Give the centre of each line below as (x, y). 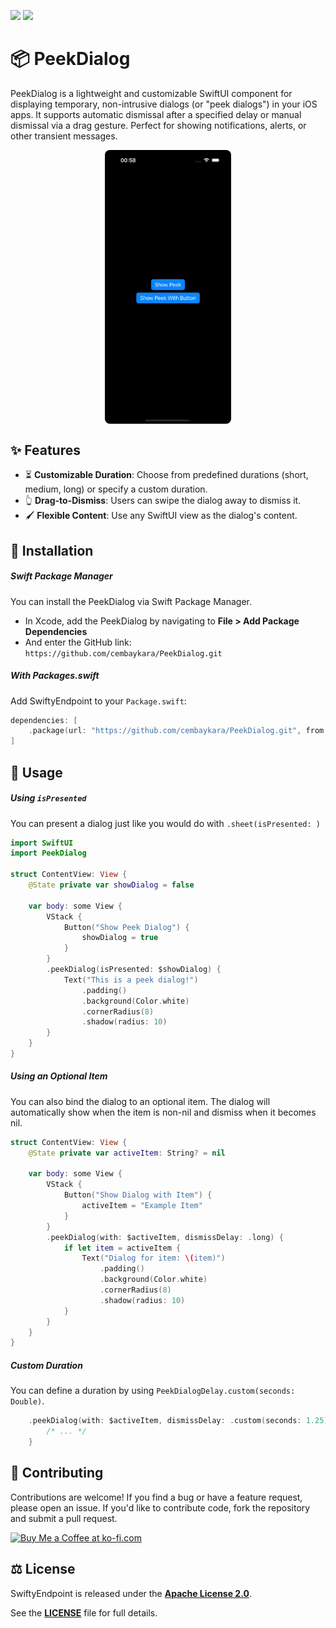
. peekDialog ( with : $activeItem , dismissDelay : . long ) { (165, 1237)
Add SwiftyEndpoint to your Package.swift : (98, 701)
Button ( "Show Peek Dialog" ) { (126, 927)
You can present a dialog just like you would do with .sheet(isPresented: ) (165, 823)
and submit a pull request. (64, 1518)
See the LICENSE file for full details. (84, 1612)
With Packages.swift (55, 676)
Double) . (27, 1401)
